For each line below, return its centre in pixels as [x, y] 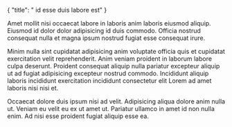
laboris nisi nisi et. [33, 88]
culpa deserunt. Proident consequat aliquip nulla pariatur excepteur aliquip [114, 66]
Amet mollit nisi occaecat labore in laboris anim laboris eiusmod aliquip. [109, 23]
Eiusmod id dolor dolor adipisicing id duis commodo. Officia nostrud [104, 31]
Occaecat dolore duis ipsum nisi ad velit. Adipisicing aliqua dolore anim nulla [116, 101]
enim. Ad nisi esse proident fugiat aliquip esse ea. [78, 116]
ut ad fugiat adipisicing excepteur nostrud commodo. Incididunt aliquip [108, 73]
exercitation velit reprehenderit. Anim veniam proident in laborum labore [110, 59]
